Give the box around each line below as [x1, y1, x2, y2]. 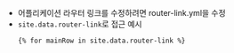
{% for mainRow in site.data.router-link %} [17, 36, 186, 45]
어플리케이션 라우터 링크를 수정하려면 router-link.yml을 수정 [17, 8, 226, 18]
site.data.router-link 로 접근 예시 [17, 19, 142, 29]
